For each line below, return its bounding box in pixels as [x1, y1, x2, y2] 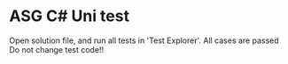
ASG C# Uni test [9, 6, 130, 26]
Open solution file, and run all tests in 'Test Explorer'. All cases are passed [9, 35, 279, 46]
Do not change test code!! [9, 44, 105, 54]
